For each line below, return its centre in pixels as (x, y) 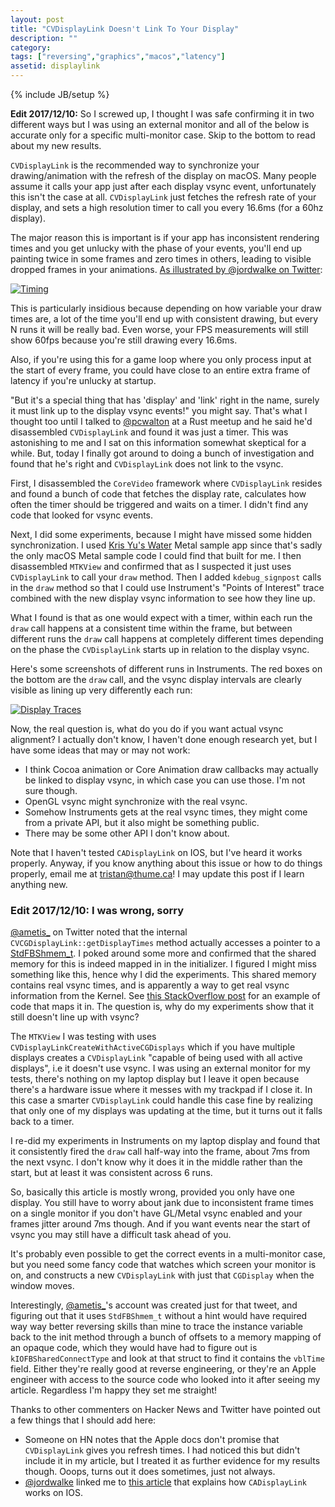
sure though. (51, 790)
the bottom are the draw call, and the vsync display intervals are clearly (156, 679)
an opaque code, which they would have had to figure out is (134, 1348)
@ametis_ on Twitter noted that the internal (99, 932)
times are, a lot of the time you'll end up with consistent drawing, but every (164, 319)
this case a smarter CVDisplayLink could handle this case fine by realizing (161, 1100)
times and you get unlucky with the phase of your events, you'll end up (156, 248)
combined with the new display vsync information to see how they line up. (163, 598)
